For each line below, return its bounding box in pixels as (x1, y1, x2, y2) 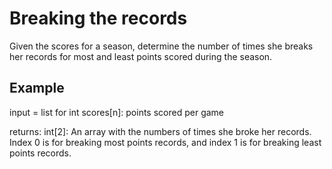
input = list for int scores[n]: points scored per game (9, 106, 225, 118)
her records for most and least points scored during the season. (9, 50, 273, 62)
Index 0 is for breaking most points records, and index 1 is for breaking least (9, 136, 322, 148)
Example (9, 80, 65, 97)
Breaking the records (9, 7, 188, 30)
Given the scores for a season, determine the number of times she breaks (9, 40, 314, 52)
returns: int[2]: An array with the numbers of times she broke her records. (9, 125, 312, 137)
